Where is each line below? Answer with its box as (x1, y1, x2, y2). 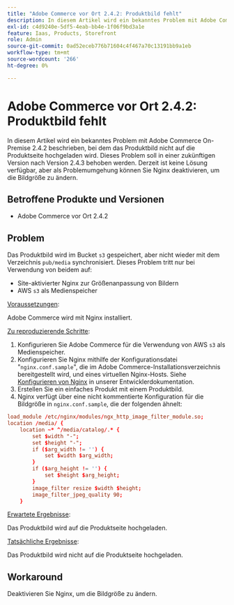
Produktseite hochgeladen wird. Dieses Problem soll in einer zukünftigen (7, 151, 216, 159)
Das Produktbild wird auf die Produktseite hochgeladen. (7, 524, 168, 532)
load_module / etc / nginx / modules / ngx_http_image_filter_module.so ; (7, 413, 204, 421)
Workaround (7, 571, 63, 583)
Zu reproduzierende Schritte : (7, 327, 91, 336)
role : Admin (7, 36, 42, 43)
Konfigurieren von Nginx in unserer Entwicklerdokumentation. (17, 378, 195, 386)
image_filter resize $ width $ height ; (32, 484, 141, 492)
